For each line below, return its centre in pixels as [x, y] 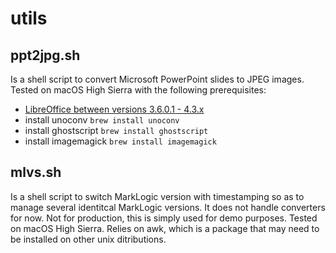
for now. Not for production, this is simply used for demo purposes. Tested [164, 218]
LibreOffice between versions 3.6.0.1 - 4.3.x [114, 109]
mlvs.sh [36, 172]
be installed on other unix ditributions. [88, 239]
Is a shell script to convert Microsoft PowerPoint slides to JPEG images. [157, 79]
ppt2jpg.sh [45, 55]
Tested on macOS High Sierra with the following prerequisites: [138, 90]
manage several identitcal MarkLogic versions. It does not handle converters [168, 207]
